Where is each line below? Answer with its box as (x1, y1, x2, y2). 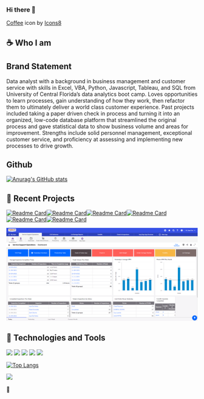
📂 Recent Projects (6, 193, 75, 203)
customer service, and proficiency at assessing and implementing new (6, 135, 183, 143)
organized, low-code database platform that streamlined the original (6, 116, 177, 123)
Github (6, 159, 33, 169)
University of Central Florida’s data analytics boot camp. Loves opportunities (6, 90, 198, 98)
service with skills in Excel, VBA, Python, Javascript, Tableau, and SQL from (6, 84, 196, 91)
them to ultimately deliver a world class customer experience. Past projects (6, 103, 194, 111)
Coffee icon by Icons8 (6, 19, 62, 27)
